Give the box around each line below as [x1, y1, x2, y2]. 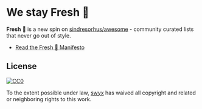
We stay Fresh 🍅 [6, 5, 89, 19]
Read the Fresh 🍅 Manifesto [15, 44, 85, 51]
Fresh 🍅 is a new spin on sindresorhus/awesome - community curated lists [6, 25, 194, 33]
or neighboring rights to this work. [6, 95, 92, 102]
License [6, 61, 37, 71]
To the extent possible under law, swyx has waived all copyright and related [6, 89, 197, 96]
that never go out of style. [6, 31, 71, 39]
